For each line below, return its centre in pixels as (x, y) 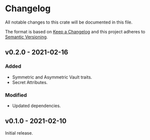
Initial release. (19, 133)
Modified (16, 95)
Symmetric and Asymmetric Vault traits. (52, 77)
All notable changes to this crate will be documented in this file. (69, 22)
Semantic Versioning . (26, 37)
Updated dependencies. (36, 106)
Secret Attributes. (30, 82)
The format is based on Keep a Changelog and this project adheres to (75, 31)
